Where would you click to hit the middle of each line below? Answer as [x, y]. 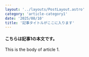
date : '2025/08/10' [25, 18]
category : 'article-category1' [36, 14]
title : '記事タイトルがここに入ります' [40, 23]
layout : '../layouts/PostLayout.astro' [45, 9]
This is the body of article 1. [32, 50]
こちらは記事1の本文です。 [31, 38]
